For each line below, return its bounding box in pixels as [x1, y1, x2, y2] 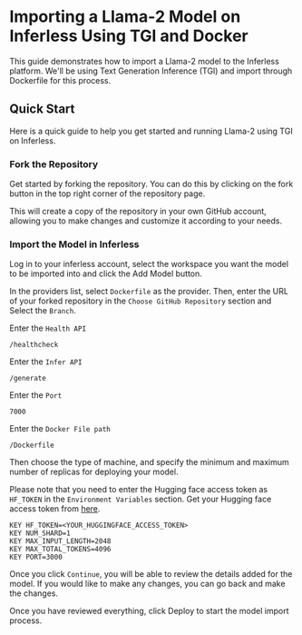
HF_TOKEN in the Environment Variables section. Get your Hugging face [9, 493, 272, 505]
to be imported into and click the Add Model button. [9, 268, 202, 279]
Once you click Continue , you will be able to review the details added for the [9, 569, 293, 580]
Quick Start [9, 102, 75, 117]
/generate [9, 374, 47, 383]
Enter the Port [9, 390, 63, 401]
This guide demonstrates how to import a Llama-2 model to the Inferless [9, 55, 279, 66]
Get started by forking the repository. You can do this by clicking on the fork [9, 179, 294, 190]
